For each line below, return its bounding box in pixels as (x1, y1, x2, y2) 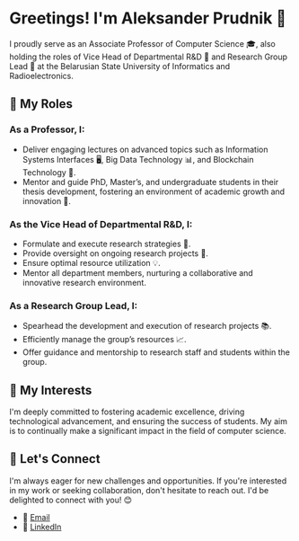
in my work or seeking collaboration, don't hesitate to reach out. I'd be (9, 484, 269, 495)
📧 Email (22, 511, 51, 522)
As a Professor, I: (9, 123, 85, 136)
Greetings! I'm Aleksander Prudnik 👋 (9, 8, 287, 29)
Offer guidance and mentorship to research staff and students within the (22, 347, 290, 358)
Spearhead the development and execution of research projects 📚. (22, 321, 272, 332)
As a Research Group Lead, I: (9, 299, 138, 312)
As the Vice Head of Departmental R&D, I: (9, 217, 193, 230)
